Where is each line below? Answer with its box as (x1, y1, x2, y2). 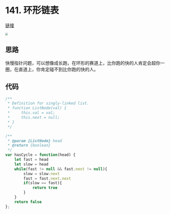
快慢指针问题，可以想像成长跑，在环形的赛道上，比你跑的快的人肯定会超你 (5, 60, 160, 66)
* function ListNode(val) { (7, 106, 67, 111)
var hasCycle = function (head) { (5, 152, 76, 157)
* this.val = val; (7, 110, 56, 115)
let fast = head (14, 157, 49, 162)
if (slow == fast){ (23, 181, 62, 186)
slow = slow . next (23, 171, 60, 176)
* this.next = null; (7, 115, 60, 120)
